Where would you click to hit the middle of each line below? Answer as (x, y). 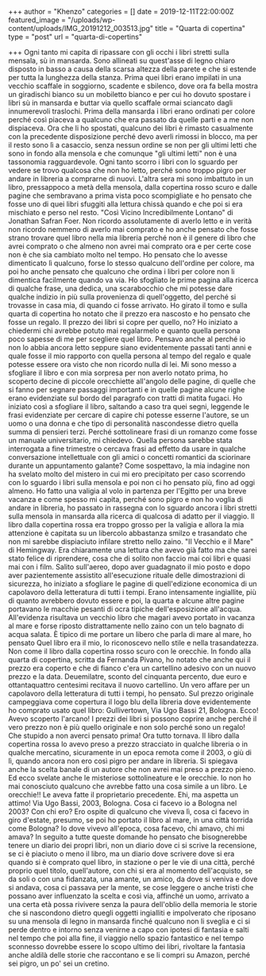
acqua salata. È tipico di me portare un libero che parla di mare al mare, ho (130, 634)
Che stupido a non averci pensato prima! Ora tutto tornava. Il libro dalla (124, 735)
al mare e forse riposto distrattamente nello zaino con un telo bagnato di (126, 626)
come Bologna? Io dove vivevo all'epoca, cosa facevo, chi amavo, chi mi (126, 828)
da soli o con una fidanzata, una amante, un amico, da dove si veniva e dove (133, 879)
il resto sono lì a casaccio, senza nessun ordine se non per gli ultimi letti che (133, 145)
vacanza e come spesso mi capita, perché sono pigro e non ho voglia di (126, 499)
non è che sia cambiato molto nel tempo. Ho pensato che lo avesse (118, 255)
